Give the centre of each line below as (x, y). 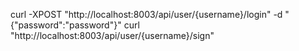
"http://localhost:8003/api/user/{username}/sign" (112, 35)
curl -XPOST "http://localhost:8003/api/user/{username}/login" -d (146, 14)
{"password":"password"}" (66, 25)
